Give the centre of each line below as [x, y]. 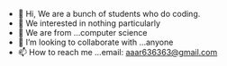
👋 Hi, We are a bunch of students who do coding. [109, 14]
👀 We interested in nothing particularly [89, 23]
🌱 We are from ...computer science [82, 33]
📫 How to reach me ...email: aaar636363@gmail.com [118, 52]
